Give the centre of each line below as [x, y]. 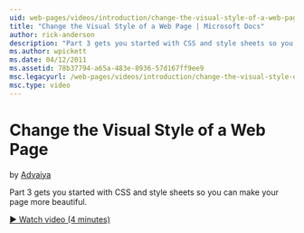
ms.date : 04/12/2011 [48, 60]
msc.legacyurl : [38, 77]
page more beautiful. [48, 201]
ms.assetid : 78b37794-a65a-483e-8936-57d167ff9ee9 [107, 69]
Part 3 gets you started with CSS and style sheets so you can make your [144, 192]
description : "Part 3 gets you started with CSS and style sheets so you [152, 43]
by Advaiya [30, 174]
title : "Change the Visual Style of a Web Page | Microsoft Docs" [137, 26]
